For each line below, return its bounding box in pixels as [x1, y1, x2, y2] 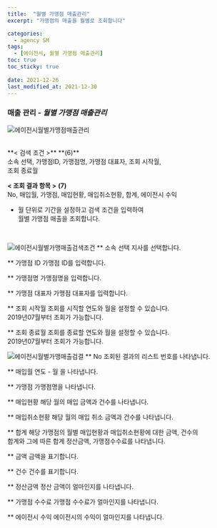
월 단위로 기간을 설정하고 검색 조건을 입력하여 [17, 205, 144, 214]
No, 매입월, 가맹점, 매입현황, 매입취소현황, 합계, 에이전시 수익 [7, 190, 177, 198]
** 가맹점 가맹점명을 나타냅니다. [7, 382, 96, 391]
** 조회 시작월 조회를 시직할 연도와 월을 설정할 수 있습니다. [7, 304, 170, 313]
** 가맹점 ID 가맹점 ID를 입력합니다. [7, 258, 106, 267]
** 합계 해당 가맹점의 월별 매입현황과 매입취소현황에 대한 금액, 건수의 [7, 427, 198, 436]
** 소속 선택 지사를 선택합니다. [96, 243, 181, 252]
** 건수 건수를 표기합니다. [7, 467, 79, 475]
